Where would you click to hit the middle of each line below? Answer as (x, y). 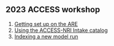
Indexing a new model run (46, 36)
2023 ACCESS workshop (53, 10)
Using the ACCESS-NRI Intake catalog (61, 30)
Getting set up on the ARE (46, 24)
